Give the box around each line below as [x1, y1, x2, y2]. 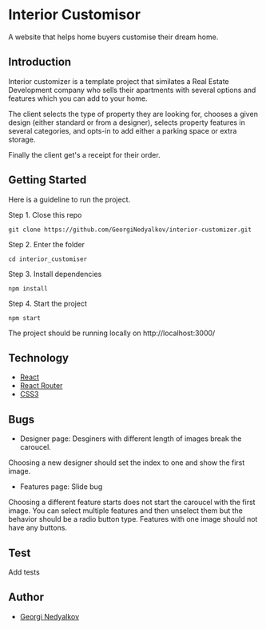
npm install [8, 284, 48, 293]
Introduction [8, 55, 72, 69]
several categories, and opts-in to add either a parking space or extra [8, 126, 237, 135]
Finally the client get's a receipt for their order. [8, 150, 161, 159]
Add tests [8, 567, 40, 577]
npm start [8, 314, 42, 322]
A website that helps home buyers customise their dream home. [8, 32, 219, 42]
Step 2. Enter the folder [8, 239, 85, 249]
